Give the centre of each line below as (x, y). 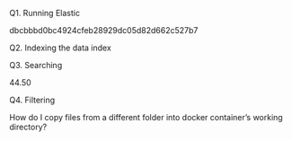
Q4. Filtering (32, 100)
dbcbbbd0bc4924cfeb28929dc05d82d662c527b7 (104, 30)
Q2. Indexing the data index (61, 48)
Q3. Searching (36, 65)
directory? (28, 127)
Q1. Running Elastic (45, 13)
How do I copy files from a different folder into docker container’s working (146, 117)
